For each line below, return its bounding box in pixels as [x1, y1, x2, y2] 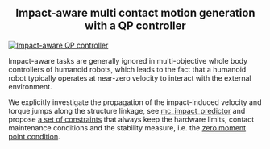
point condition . [8, 131, 60, 141]
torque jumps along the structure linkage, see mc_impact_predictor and [8, 106, 246, 115]
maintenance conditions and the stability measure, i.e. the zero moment [8, 122, 247, 132]
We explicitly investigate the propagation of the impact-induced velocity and [8, 97, 262, 107]
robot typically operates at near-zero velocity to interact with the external [8, 72, 251, 83]
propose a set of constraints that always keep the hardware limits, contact [8, 114, 255, 124]
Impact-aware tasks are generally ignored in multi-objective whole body [8, 56, 248, 65]
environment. [8, 81, 52, 91]
